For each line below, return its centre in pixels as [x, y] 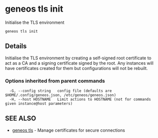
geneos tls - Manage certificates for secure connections [69, 130]
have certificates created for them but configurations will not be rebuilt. [77, 68]
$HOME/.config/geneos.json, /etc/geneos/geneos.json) [61, 95]
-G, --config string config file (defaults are [61, 91]
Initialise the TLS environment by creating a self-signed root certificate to [78, 58]
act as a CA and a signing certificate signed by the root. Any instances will [79, 63]
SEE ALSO [21, 118]
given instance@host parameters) [39, 104]
